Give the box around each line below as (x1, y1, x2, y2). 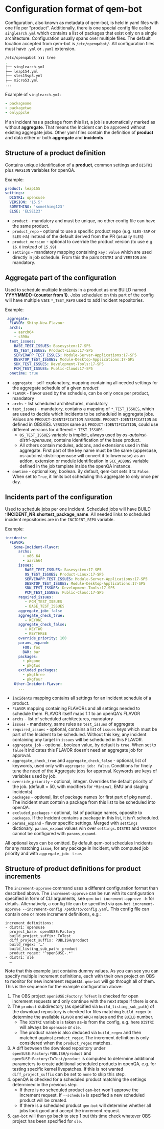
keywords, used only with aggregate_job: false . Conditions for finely (12, 762, 153, 768)
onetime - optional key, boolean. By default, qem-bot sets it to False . (12, 468, 150, 474)
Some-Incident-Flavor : (14, 545, 60, 550)
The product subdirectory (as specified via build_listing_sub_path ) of (12, 1003, 155, 1009)
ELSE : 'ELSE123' (9, 209, 43, 214)
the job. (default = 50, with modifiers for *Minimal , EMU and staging (12, 784, 148, 789)
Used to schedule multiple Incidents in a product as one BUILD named (5, 287, 146, 292)
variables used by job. (12, 773, 57, 779)
